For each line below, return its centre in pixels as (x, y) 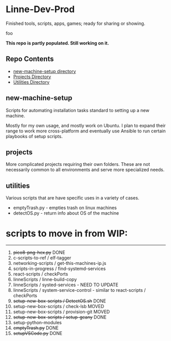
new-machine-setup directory (44, 71)
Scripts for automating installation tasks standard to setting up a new (78, 110)
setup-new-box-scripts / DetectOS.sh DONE (59, 301)
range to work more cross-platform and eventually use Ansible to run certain (86, 131)
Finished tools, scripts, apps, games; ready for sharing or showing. (76, 23)
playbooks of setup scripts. (34, 136)
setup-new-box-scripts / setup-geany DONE (60, 317)
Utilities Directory (31, 82)
